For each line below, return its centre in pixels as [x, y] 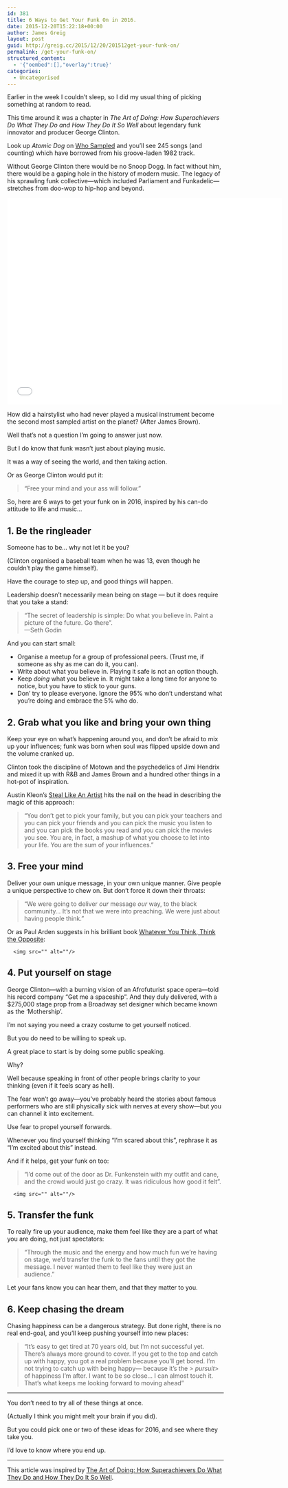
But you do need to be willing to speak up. [67, 1038]
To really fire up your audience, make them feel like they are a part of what [112, 1232]
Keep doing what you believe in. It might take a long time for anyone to [117, 679]
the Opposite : [26, 939]
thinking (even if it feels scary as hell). [61, 1085]
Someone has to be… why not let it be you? [68, 548]
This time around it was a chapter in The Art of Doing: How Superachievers [113, 118]
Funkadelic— [201, 181]
